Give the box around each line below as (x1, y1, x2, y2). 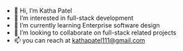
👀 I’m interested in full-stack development (13, 14, 134, 22)
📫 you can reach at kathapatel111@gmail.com (13, 37, 145, 44)
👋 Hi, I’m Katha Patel (13, 7, 72, 14)
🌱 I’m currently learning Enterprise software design (13, 21, 160, 29)
